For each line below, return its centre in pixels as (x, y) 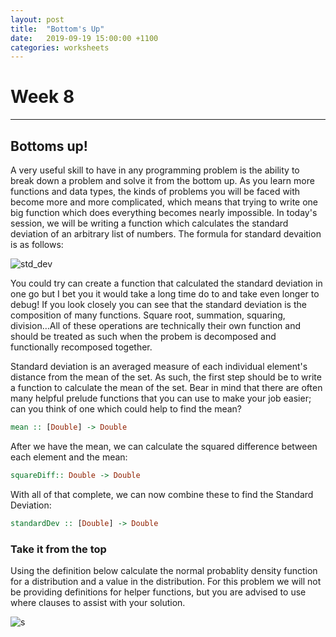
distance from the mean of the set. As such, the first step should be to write (166, 377)
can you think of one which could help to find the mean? (126, 409)
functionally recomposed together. (81, 347)
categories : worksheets (60, 47)
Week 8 (42, 97)
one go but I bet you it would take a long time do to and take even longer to (165, 294)
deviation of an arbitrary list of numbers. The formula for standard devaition (166, 234)
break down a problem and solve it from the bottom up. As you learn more (162, 180)
